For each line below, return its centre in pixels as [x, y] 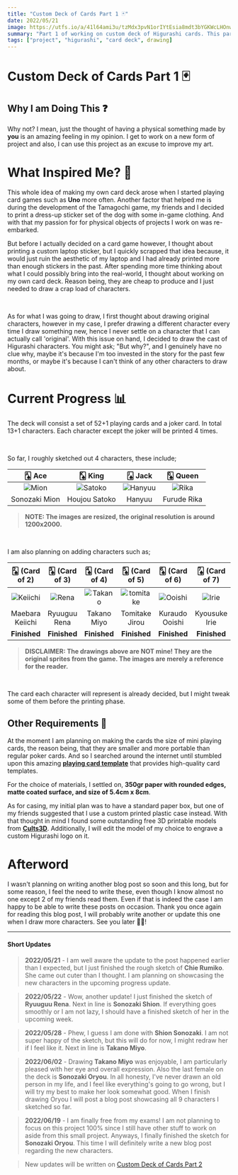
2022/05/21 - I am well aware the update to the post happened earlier [127, 960]
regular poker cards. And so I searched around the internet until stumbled [114, 756]
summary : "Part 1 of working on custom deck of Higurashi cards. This [114, 34]
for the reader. [46, 666]
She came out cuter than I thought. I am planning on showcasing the [124, 975]
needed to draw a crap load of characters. [69, 289]
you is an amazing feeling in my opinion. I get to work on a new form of [111, 137]
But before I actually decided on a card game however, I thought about [110, 244]
